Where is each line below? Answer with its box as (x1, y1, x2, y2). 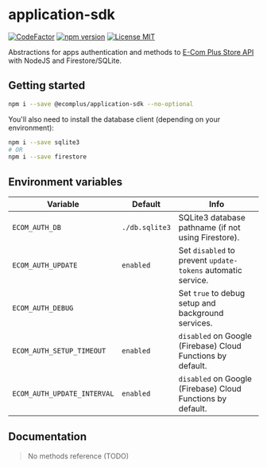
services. (178, 318, 213, 329)
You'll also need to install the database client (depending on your (8, 114, 221, 124)
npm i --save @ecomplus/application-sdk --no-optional (8, 99, 194, 108)
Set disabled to (178, 245, 236, 256)
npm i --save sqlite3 (8, 138, 80, 146)
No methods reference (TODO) (27, 451, 130, 461)
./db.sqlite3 (122, 223, 171, 232)
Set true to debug (178, 288, 246, 299)
